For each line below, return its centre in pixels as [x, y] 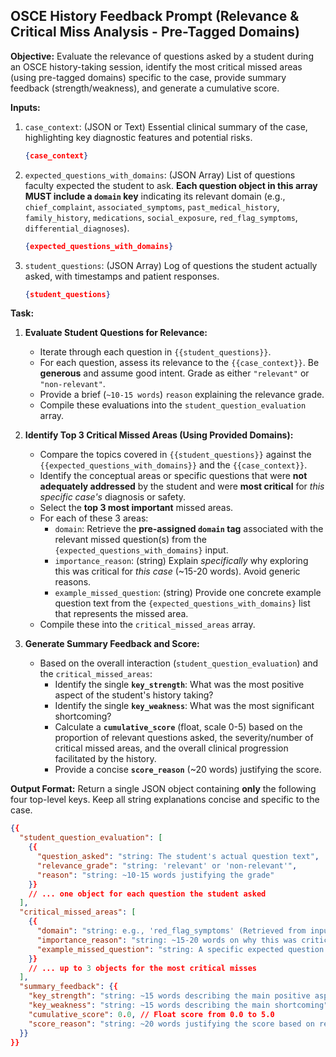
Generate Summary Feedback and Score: [112, 644]
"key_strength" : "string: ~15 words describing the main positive [169, 996]
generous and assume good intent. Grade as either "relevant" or [174, 373]
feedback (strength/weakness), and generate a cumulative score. [145, 88]
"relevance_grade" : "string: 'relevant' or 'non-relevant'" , [167, 865]
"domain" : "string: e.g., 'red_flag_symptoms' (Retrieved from [171, 931]
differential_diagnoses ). [77, 228]
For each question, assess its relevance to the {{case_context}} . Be [179, 363]
